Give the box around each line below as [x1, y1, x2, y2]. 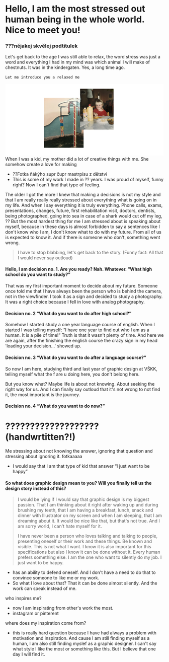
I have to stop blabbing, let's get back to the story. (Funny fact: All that [17, 249, 163, 255]
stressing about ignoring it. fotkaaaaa [5, 454, 82, 460]
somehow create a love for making [5, 161, 77, 167]
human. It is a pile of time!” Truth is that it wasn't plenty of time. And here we [5, 332, 164, 338]
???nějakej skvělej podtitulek [5, 42, 78, 49]
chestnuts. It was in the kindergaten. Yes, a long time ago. [5, 64, 125, 70]
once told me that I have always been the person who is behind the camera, [5, 288, 162, 295]
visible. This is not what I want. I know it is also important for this [17, 544, 152, 550]
